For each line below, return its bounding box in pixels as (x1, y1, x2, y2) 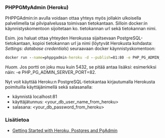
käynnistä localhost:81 (12, 94, 57, 100)
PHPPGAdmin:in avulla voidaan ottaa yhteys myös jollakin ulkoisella (5, 15, 141, 21)
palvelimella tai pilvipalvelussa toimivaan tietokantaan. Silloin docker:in (5, 20, 148, 26)
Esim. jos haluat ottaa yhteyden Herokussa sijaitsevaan (5, 35, 116, 41)
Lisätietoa (5, 116, 29, 123)
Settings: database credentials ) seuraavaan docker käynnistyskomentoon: (5, 46, 156, 52)
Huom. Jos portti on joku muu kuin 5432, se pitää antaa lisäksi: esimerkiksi (5, 64, 157, 70)
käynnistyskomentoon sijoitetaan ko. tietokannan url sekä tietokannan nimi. (5, 26, 157, 32)
